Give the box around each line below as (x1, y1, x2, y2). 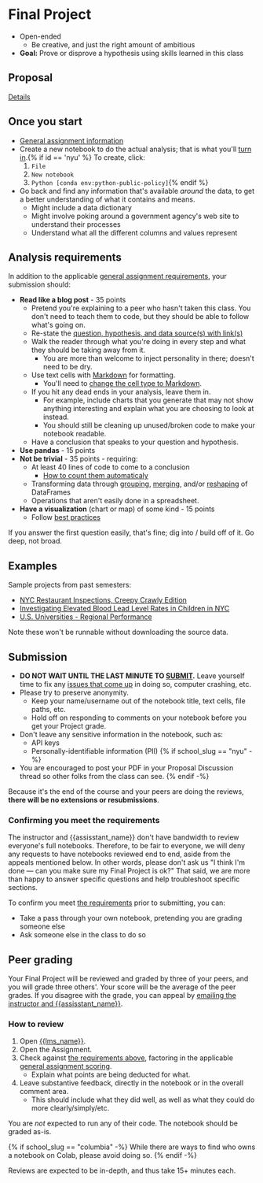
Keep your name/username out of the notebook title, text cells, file (31, 696, 246, 706)
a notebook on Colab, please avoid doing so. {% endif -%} (8, 1151, 198, 1160)
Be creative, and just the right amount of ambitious (31, 39, 195, 49)
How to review (8, 1018, 64, 1029)
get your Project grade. (31, 721, 107, 730)
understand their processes (31, 219, 121, 229)
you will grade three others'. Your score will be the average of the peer (8, 982, 236, 992)
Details (8, 92, 31, 102)
